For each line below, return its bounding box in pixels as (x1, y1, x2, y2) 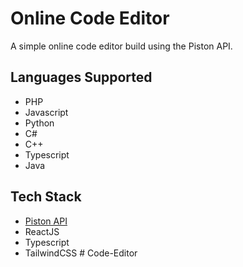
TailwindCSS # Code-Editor (24, 247, 138, 259)
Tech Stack (10, 188, 82, 206)
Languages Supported (10, 69, 153, 86)
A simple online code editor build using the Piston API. (10, 40, 233, 52)
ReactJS (24, 225, 60, 237)
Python (24, 117, 55, 129)
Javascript (24, 106, 69, 118)
